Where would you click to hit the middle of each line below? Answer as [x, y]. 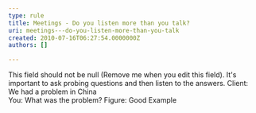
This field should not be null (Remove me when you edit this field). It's [122, 75]
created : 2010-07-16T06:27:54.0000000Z [74, 38]
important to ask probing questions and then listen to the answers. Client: [128, 84]
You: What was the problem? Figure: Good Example [93, 100]
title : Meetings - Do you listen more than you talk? [99, 23]
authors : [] [28, 45]
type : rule [26, 16]
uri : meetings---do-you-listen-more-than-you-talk [94, 30]
